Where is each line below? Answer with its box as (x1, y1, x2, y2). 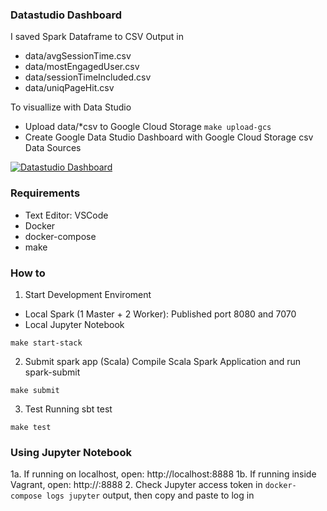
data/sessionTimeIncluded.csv (24, 71, 152, 83)
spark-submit (24, 366, 81, 378)
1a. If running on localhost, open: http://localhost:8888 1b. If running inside (10, 468, 317, 480)
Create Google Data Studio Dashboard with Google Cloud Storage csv (24, 131, 314, 143)
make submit (10, 385, 60, 395)
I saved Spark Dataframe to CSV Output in (10, 31, 184, 43)
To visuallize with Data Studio (10, 101, 132, 113)
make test (10, 422, 52, 432)
